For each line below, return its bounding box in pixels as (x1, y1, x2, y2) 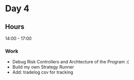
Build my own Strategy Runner (12, 64, 74, 70)
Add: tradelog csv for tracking (12, 69, 73, 75)
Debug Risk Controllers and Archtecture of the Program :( (12, 59, 129, 65)
